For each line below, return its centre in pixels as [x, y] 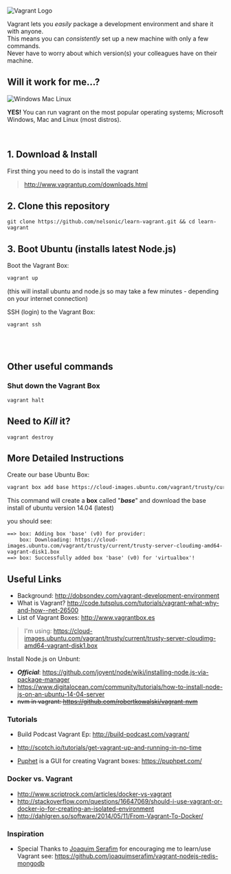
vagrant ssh [24, 325]
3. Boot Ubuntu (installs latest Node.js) [92, 249]
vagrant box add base [38, 488]
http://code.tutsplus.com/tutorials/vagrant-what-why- [143, 603]
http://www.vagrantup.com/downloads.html [86, 184]
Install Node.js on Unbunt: [44, 659]
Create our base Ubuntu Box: [48, 475]
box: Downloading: [46, 540]
